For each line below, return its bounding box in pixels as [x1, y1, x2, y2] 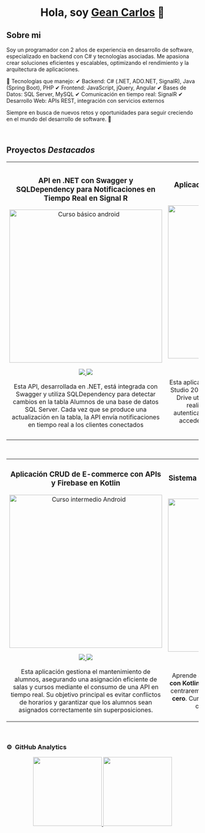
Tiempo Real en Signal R [43, 193, 128, 203]
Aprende [171, 671, 197, 679]
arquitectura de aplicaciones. [6, 66, 80, 73]
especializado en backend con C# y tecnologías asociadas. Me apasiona [6, 53, 189, 60]
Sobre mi [6, 30, 41, 40]
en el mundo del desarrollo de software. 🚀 [6, 116, 112, 123]
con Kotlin [169, 679, 200, 687]
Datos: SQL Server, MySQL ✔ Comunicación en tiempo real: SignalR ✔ [6, 91, 183, 97]
